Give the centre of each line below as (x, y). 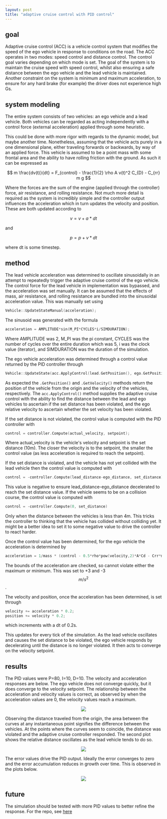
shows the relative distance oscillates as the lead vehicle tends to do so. (79, 740)
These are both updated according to (43, 209)
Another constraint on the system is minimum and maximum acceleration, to (83, 78)
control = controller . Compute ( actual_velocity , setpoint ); (68, 433)
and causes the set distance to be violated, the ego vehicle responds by (79, 640)
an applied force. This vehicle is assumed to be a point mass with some (78, 153)
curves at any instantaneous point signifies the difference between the (78, 724)
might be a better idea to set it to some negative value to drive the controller (83, 527)
